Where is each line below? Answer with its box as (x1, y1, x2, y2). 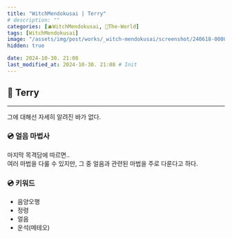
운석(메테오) (17, 223, 50, 232)
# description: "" (7, 17, 60, 24)
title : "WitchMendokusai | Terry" (7, 10, 107, 17)
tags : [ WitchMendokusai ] (7, 29, 79, 37)
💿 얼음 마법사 (7, 131, 50, 141)
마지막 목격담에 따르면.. (7, 150, 70, 159)
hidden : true (7, 42, 45, 49)
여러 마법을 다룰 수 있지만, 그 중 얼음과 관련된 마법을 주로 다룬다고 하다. (7, 159, 198, 167)
